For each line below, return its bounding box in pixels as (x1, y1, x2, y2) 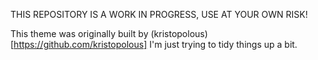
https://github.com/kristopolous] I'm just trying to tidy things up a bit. (13, 39, 298, 50)
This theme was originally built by (10, 28, 149, 39)
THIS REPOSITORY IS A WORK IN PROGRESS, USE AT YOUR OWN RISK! (10, 9, 308, 20)
